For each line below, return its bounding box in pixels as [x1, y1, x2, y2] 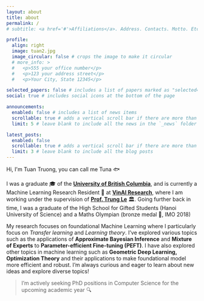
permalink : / [6, 20, 39, 26]
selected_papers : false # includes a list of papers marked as [6, 87, 170, 93]
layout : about [6, 8, 42, 15]
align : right [12, 42, 45, 49]
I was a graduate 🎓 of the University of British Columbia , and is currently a [6, 180, 197, 187]
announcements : [6, 104, 45, 110]
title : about [6, 15, 39, 21]
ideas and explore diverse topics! [6, 268, 89, 275]
